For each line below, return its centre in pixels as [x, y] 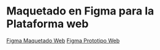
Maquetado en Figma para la [80, 11]
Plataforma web [48, 24]
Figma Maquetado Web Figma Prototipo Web [63, 40]
